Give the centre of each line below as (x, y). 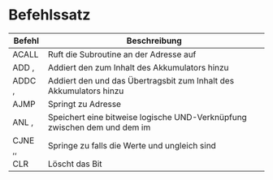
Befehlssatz (50, 15)
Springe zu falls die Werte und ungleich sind (132, 145)
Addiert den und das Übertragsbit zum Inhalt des (141, 80)
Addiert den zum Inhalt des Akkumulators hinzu (138, 67)
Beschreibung (154, 41)
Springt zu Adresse (84, 104)
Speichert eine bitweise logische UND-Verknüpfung (147, 117)
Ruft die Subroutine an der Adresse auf (122, 54)
